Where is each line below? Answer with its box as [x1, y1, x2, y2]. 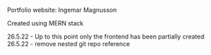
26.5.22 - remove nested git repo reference [7, 40, 130, 47]
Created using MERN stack [7, 19, 84, 27]
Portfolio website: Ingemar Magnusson [7, 6, 117, 14]
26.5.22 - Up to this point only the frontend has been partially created [7, 32, 205, 41]
